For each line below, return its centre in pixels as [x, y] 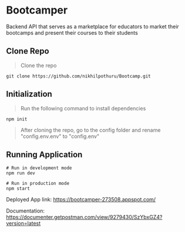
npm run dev [21, 173]
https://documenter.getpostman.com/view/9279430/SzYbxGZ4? [84, 217]
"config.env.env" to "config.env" [60, 136]
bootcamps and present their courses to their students [72, 32]
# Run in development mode [39, 168]
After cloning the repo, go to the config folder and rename [90, 130]
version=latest [23, 223]
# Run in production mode [38, 184]
